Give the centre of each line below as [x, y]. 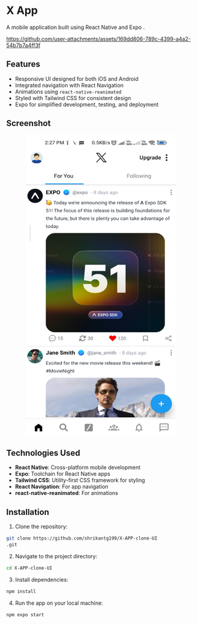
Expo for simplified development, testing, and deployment [86, 104]
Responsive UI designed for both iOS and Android [77, 78]
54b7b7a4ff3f [23, 45]
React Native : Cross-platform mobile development [78, 467]
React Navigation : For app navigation [61, 487]
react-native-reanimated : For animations [67, 493]
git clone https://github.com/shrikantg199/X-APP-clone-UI [82, 538]
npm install [21, 591]
